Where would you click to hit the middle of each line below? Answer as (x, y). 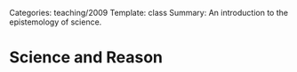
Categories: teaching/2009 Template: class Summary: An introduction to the (149, 13)
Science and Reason (86, 58)
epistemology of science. (56, 22)
